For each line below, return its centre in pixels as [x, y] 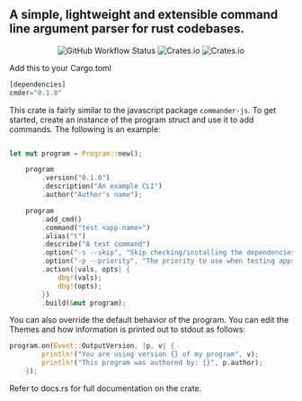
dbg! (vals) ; [80, 278]
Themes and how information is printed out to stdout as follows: [127, 330]
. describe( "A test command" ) [96, 245]
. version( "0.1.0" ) [76, 178]
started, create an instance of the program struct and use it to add [132, 120]
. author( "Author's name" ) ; [92, 195]
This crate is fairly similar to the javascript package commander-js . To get [143, 110]
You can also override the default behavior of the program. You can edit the [149, 320]
